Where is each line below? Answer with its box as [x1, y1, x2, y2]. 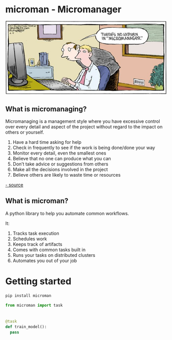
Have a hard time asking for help [12, 139, 82, 145]
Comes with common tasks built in [12, 247, 86, 253]
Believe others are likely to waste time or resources [12, 172, 121, 178]
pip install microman [5, 293, 52, 298]
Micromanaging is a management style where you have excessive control [5, 118, 160, 124]
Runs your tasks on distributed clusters [12, 252, 96, 258]
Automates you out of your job [12, 257, 77, 263]
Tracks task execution [12, 230, 59, 236]
